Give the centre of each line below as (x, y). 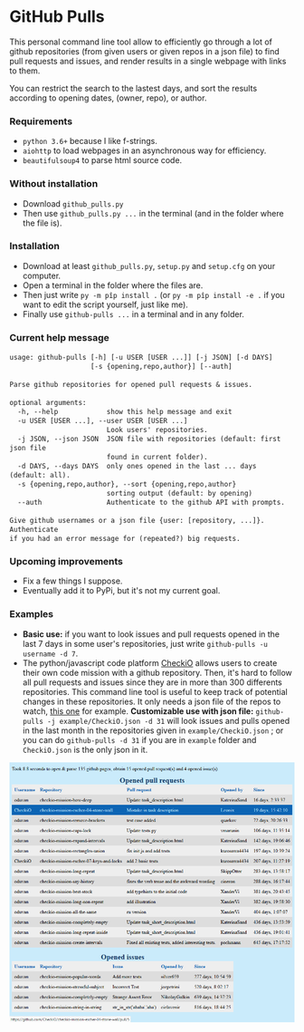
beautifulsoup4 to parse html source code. (102, 160)
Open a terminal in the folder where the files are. (113, 285)
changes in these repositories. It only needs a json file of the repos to (152, 701)
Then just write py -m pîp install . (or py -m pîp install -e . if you (153, 294)
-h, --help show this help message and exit (125, 412)
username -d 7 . (50, 653)
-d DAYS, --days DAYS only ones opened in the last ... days (137, 467)
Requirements (41, 121)
